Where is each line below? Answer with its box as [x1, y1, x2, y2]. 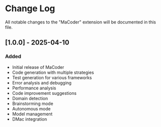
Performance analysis [12, 85, 56, 91]
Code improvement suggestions [12, 90, 77, 96]
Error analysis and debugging [12, 80, 72, 85]
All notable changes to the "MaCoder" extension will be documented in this [5, 19, 156, 25]
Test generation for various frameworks [12, 74, 92, 81]
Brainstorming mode [12, 101, 54, 106]
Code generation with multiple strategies [12, 69, 94, 75]
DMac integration [12, 116, 47, 122]
